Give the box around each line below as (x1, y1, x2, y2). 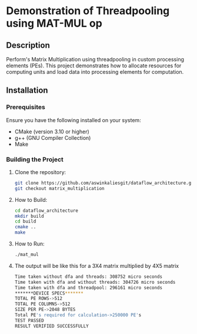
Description (6, 40, 50, 50)
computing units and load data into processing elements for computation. (6, 68, 184, 75)
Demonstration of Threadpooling (6, 4, 170, 18)
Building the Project (6, 155, 64, 163)
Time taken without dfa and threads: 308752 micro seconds (14, 273, 163, 280)
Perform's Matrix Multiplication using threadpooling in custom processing (6, 56, 184, 63)
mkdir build (14, 213, 44, 219)
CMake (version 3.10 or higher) (14, 128, 89, 135)
